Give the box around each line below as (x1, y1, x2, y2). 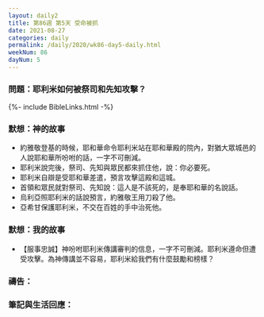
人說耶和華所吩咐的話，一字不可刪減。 (19, 153, 145, 163)
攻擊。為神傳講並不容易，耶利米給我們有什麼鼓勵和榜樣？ (26, 253, 215, 263)
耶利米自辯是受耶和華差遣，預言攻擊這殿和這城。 (19, 172, 180, 183)
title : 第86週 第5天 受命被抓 (8, 19, 99, 27)
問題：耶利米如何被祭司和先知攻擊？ (8, 83, 147, 95)
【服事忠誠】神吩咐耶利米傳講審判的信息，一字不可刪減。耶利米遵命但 (19, 244, 250, 253)
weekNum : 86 (8, 48, 48, 56)
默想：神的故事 (8, 124, 66, 135)
